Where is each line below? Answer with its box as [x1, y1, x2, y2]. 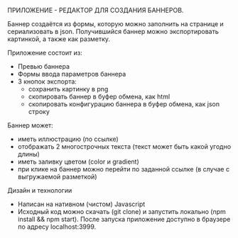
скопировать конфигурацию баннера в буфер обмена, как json [28, 100, 220, 108]
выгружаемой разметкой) [17, 173, 97, 181]
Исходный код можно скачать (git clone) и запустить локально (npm [17, 208, 226, 215]
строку [28, 108, 50, 115]
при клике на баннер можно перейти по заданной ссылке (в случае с [17, 165, 229, 173]
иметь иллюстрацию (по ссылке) [17, 135, 119, 143]
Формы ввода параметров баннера [17, 70, 126, 78]
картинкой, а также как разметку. [7, 35, 111, 43]
